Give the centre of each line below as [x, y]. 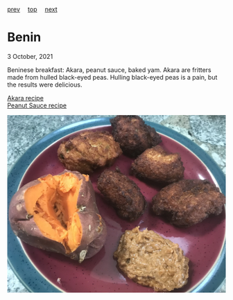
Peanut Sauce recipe [37, 105]
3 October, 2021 [30, 56]
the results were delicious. [45, 85]
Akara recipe [25, 98]
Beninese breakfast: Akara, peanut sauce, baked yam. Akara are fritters [109, 70]
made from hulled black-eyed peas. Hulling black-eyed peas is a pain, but [112, 77]
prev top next [32, 9]
